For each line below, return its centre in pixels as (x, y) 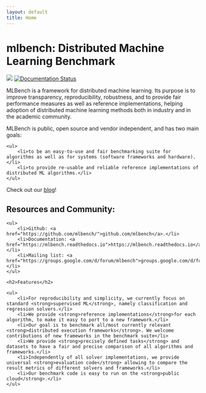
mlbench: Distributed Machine (85, 48)
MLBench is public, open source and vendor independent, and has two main (103, 129)
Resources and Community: (61, 209)
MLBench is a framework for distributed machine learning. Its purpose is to (101, 91)
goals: (14, 135)
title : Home (21, 18)
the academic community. (39, 116)
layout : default (27, 12)
